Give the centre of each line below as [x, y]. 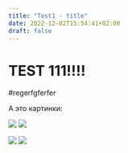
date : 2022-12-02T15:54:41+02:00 [64, 23]
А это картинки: [35, 109]
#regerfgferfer [32, 93]
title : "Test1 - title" [48, 16]
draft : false [30, 31]
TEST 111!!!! [47, 70]
